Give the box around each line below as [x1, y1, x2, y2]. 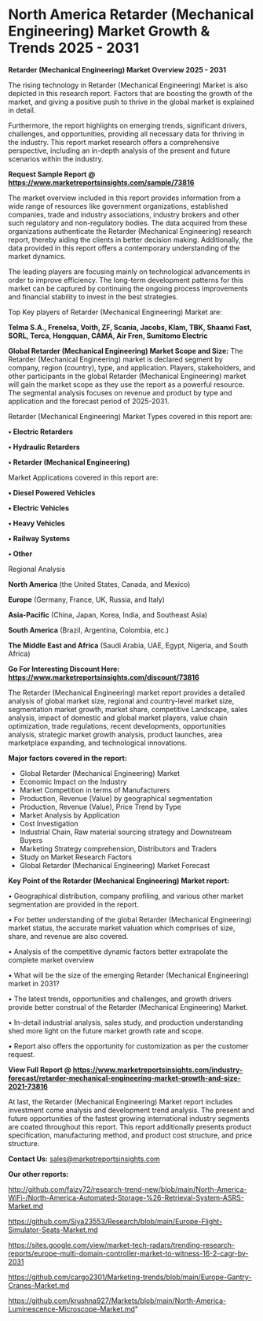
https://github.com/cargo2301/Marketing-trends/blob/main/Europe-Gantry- [8, 1272, 253, 1282]
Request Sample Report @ [8, 169, 96, 179]
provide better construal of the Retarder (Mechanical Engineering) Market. [8, 1002, 249, 1011]
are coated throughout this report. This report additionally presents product [8, 1122, 252, 1131]
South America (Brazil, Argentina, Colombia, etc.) [8, 625, 170, 635]
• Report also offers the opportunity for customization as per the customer [8, 1041, 249, 1051]
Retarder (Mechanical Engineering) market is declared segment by [8, 354, 224, 364]
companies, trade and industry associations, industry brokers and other [8, 210, 239, 219]
